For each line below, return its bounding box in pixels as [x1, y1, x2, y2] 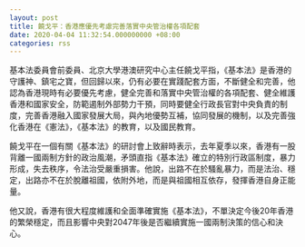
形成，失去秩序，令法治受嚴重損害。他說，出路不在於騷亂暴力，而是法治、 [9, 163, 288, 174]
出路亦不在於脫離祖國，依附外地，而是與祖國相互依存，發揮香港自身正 [25, 174, 288, 186]
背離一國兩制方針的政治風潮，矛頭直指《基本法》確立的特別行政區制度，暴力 [9, 152, 296, 163]
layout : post [9, 13, 59, 23]
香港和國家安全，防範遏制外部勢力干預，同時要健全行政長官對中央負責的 [9, 99, 280, 110]
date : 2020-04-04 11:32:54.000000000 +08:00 [9, 30, 181, 39]
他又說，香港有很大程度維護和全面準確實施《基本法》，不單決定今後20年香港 [9, 205, 294, 216]
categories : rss [9, 38, 71, 48]
